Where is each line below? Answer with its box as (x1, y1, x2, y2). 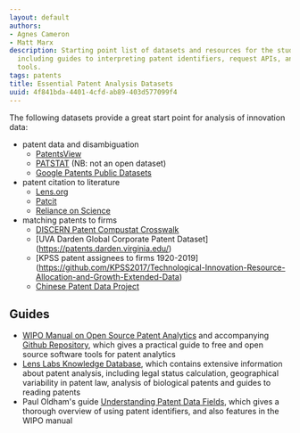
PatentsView (35, 148, 82, 159)
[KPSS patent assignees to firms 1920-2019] (35, 252, 199, 263)
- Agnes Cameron (9, 29, 70, 38)
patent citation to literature (21, 176, 121, 187)
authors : (9, 21, 42, 30)
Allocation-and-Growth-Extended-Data (35, 271, 180, 282)
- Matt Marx (9, 37, 54, 47)
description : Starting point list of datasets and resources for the (9, 46, 274, 55)
